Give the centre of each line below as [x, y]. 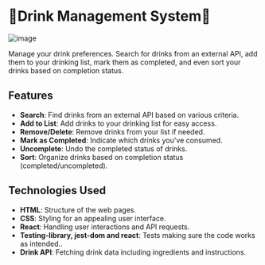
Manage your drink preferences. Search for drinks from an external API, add [133, 53]
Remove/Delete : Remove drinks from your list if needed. [112, 131]
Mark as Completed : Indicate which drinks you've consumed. [121, 140]
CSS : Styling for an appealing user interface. [93, 218]
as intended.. [41, 244]
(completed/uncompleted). [64, 166]
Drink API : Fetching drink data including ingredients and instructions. [133, 252]
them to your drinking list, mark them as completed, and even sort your [125, 62]
